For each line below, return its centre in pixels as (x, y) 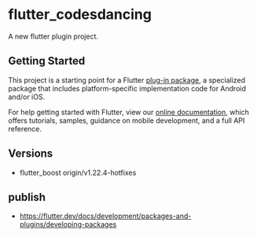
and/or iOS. (27, 97)
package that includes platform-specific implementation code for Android (127, 88)
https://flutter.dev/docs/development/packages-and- (105, 216)
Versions (31, 154)
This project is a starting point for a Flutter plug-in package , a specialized (127, 80)
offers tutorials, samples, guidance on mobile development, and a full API (127, 120)
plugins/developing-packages (68, 224)
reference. (25, 128)
